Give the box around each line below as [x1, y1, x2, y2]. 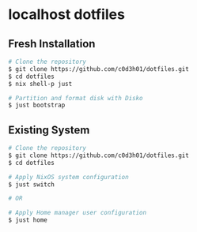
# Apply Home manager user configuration [8, 209, 147, 217]
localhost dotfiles [8, 6, 125, 24]
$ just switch [8, 180, 55, 189]
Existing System [8, 123, 90, 137]
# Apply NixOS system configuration [8, 173, 129, 181]
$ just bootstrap [8, 101, 66, 110]
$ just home [8, 216, 47, 224]
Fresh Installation [8, 37, 96, 51]
